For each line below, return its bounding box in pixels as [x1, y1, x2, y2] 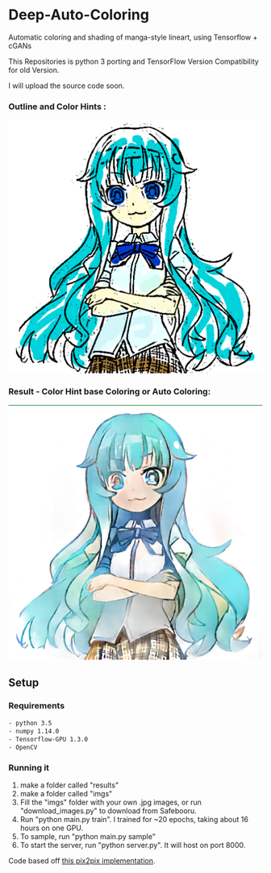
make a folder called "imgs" [19, 789, 113, 799]
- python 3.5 [8, 720, 52, 728]
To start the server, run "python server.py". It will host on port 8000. [19, 841, 246, 850]
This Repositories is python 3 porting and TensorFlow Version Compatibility [8, 56, 260, 66]
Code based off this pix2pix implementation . [8, 856, 156, 866]
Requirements [8, 700, 65, 711]
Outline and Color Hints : [8, 101, 106, 112]
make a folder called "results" [19, 780, 119, 790]
